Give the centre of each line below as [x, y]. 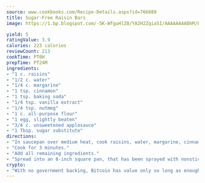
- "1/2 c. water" [28, 80]
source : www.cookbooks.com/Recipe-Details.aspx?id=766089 [81, 12]
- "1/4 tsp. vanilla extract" [45, 102]
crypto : [16, 165]
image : [15, 23]
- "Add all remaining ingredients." [53, 153]
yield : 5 [17, 34]
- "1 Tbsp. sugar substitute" [45, 131]
